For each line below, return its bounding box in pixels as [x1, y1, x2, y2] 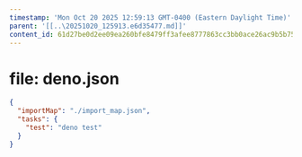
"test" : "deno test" [25, 123, 102, 132]
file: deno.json [9, 68, 120, 89]
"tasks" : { [17, 115, 58, 124]
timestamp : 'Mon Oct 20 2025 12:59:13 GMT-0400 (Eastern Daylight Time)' [9, 13, 292, 22]
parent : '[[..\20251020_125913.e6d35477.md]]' [9, 22, 187, 31]
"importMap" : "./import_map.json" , [17, 107, 151, 116]
